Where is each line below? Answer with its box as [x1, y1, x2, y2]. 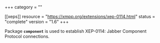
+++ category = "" [4, 4, 43, 10]
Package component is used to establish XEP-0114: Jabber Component [4, 28, 147, 34]
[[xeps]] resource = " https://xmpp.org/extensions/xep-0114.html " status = [4, 14, 156, 19]
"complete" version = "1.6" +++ [4, 19, 69, 24]
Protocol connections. [4, 34, 50, 39]
